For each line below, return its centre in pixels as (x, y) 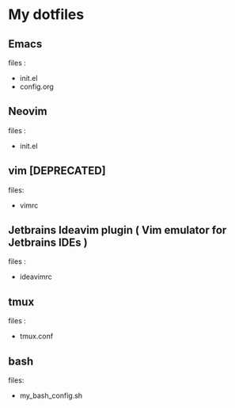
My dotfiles (46, 15)
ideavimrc (36, 277)
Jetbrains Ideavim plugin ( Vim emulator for (117, 230)
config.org (36, 86)
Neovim (28, 111)
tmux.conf (36, 336)
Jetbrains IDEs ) (48, 243)
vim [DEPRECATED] (57, 171)
